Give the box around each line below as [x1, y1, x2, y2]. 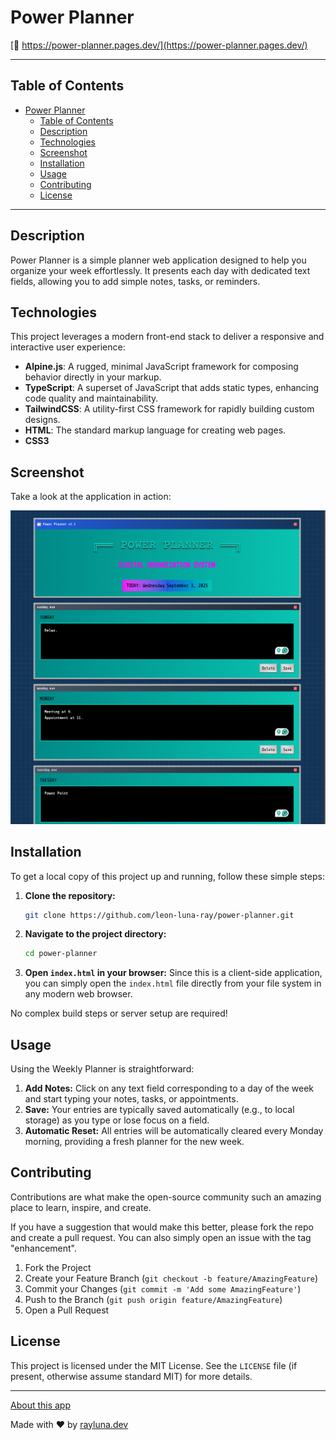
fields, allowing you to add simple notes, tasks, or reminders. [10, 275, 261, 287]
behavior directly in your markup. [24, 371, 162, 383]
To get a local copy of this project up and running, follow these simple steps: [10, 870, 325, 882]
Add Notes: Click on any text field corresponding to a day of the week [24, 1082, 315, 1095]
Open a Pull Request [24, 1304, 110, 1316]
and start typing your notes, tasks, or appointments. [24, 1093, 239, 1105]
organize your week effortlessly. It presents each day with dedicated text [10, 264, 311, 276]
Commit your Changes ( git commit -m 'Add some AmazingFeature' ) [24, 1282, 302, 1295]
